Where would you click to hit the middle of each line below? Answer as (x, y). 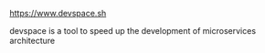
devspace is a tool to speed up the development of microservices (133, 31)
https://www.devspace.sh (58, 13)
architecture (32, 41)
